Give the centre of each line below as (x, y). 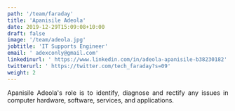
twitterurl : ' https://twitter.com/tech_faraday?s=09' (89, 66)
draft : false (26, 33)
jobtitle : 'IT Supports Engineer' (58, 46)
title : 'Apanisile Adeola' (47, 20)
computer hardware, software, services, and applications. (90, 100)
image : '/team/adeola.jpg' (47, 40)
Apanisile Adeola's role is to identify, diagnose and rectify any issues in (118, 93)
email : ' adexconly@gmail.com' (53, 53)
